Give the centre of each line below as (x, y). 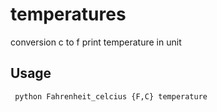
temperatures (68, 14)
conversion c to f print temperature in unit (96, 42)
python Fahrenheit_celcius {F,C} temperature (111, 96)
